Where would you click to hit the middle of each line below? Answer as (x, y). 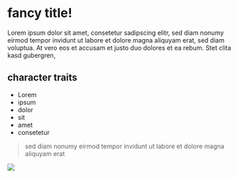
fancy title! (40, 13)
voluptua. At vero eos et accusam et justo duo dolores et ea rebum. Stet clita (119, 48)
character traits (43, 78)
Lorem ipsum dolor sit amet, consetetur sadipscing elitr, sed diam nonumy (116, 33)
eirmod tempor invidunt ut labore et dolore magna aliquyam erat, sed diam (116, 40)
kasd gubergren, (32, 55)
